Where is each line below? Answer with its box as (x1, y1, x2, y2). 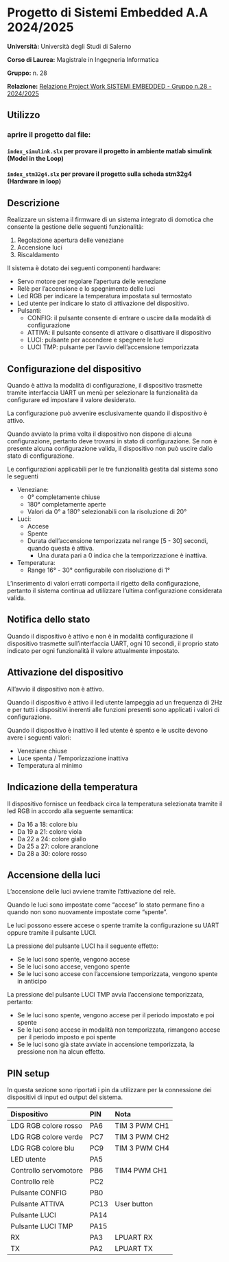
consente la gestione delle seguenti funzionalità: (7, 223, 144, 231)
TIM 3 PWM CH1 (114, 1121, 170, 1131)
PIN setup (7, 1067, 50, 1079)
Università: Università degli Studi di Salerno (7, 42, 132, 50)
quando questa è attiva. (27, 544, 95, 553)
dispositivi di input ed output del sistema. (7, 1093, 123, 1101)
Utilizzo (7, 109, 40, 121)
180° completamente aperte (27, 500, 106, 509)
